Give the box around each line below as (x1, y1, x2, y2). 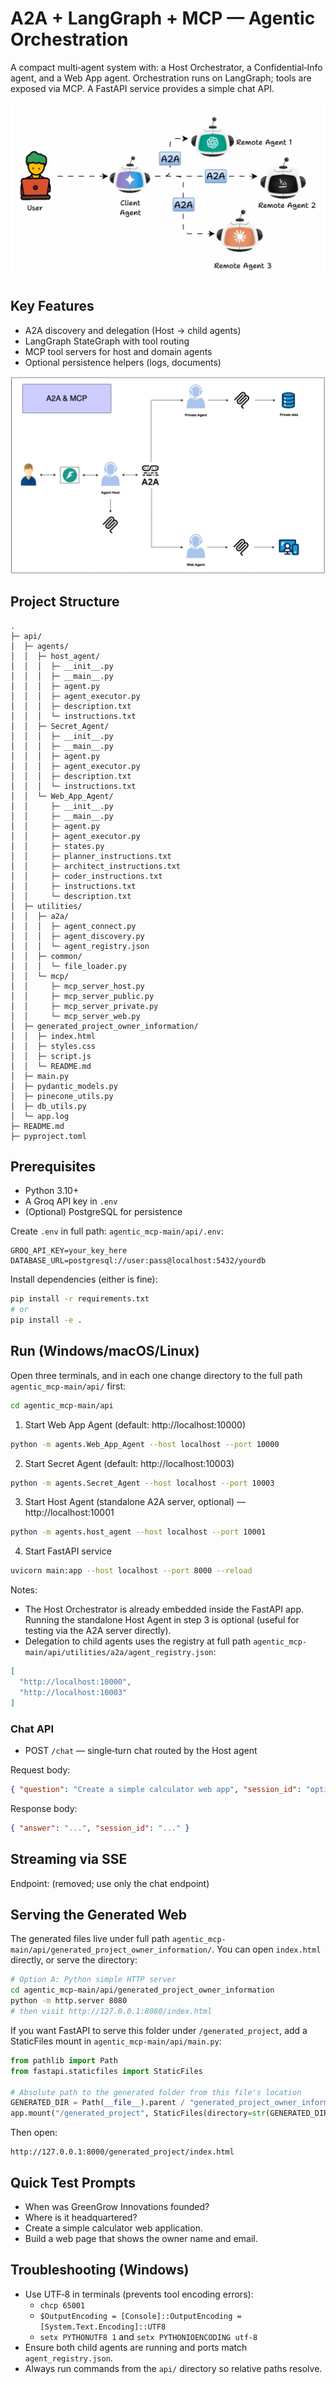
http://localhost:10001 (24, 1507, 115, 1519)
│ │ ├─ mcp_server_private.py (10, 1001, 159, 1011)
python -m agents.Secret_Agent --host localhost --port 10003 (10, 1478, 275, 1488)
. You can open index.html (211, 1943, 322, 1956)
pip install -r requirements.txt (10, 1294, 150, 1304)
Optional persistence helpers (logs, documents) (24, 356, 222, 368)
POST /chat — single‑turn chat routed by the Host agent (24, 1745, 258, 1756)
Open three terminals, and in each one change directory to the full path (10, 1369, 303, 1381)
